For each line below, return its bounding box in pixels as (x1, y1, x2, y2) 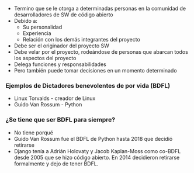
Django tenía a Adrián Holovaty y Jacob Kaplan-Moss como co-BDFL (13, 147, 181, 154)
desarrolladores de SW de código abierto (13, 11, 113, 18)
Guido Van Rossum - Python (13, 101, 82, 108)
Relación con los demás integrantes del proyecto (22, 36, 141, 43)
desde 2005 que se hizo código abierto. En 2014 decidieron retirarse (13, 154, 180, 161)
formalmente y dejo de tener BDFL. (13, 160, 99, 167)
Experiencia (22, 30, 51, 37)
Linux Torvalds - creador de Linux (13, 95, 96, 102)
